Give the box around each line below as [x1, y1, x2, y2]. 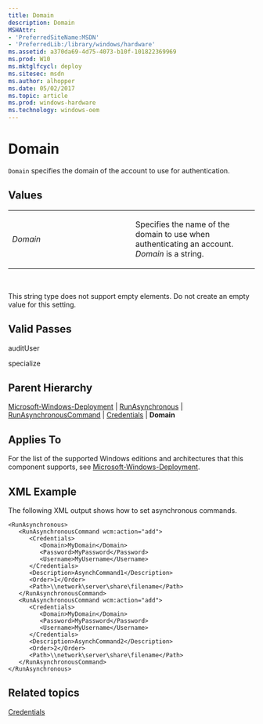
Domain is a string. [135, 248, 204, 259]
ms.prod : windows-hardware [8, 99, 96, 107]
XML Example [8, 485, 77, 498]
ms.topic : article [8, 92, 68, 100]
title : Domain [8, 11, 55, 20]
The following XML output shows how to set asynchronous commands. [8, 506, 237, 515]
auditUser [8, 343, 40, 353]
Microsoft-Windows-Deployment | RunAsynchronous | [8, 402, 183, 412]
